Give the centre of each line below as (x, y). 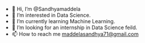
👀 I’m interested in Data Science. (51, 15)
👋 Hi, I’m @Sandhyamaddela (46, 9)
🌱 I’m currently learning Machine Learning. (63, 21)
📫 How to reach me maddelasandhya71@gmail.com (75, 34)
